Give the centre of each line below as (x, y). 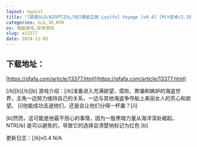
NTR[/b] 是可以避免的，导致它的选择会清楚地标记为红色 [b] (77, 125)
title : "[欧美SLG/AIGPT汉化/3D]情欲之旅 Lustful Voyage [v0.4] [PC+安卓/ (94, 17)
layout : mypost (25, 11)
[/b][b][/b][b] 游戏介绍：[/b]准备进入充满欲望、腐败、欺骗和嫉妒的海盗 (91, 91)
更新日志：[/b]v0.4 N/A (34, 138)
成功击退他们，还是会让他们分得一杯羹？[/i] (85, 105)
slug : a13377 (22, 34)
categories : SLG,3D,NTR (35, 22)
